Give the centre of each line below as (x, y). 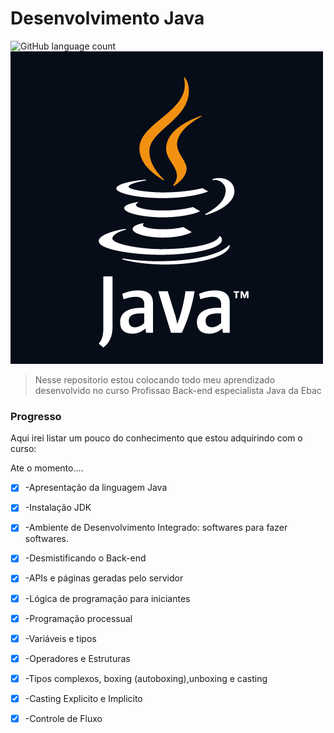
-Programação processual (78, 618)
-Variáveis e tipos (60, 638)
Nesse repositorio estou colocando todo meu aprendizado (155, 379)
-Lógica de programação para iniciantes (107, 598)
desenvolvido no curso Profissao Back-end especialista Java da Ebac (178, 390)
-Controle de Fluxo (63, 718)
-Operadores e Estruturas (77, 658)
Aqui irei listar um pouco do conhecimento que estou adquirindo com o (156, 438)
